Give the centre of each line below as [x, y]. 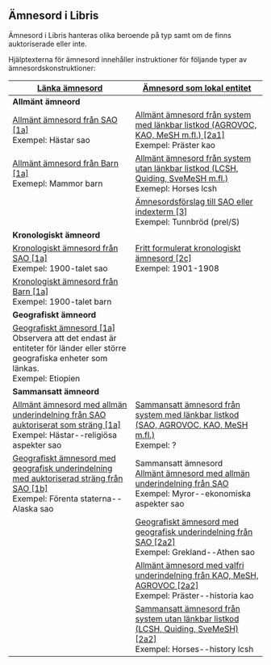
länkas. [26, 368]
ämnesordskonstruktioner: [52, 68]
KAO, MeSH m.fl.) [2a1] [180, 135]
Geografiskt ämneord [54, 314]
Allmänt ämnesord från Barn [66, 163]
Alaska [25, 508]
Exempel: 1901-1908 [177, 268]
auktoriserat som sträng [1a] [67, 424]
